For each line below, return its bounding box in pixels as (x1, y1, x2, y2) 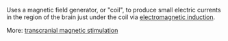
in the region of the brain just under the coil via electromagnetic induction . (6, 13, 216, 21)
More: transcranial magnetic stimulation (6, 27, 118, 34)
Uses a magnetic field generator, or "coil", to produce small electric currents (6, 6, 221, 14)
